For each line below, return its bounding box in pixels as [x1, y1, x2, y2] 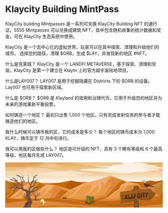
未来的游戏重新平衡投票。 [5, 101, 58, 107]
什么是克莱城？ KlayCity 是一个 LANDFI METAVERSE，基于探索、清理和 [5, 61, 152, 67]
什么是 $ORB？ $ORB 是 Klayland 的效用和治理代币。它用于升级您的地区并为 [5, 94, 162, 101]
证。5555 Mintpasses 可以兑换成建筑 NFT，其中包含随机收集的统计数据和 [5, 27, 157, 33]
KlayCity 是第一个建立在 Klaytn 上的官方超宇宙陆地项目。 [13, 67, 131, 73]
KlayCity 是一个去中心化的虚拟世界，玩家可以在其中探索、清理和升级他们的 [5, 44, 159, 50]
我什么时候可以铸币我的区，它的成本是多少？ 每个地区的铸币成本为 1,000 [5, 129, 155, 135]
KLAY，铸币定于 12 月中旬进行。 [5, 135, 71, 141]
